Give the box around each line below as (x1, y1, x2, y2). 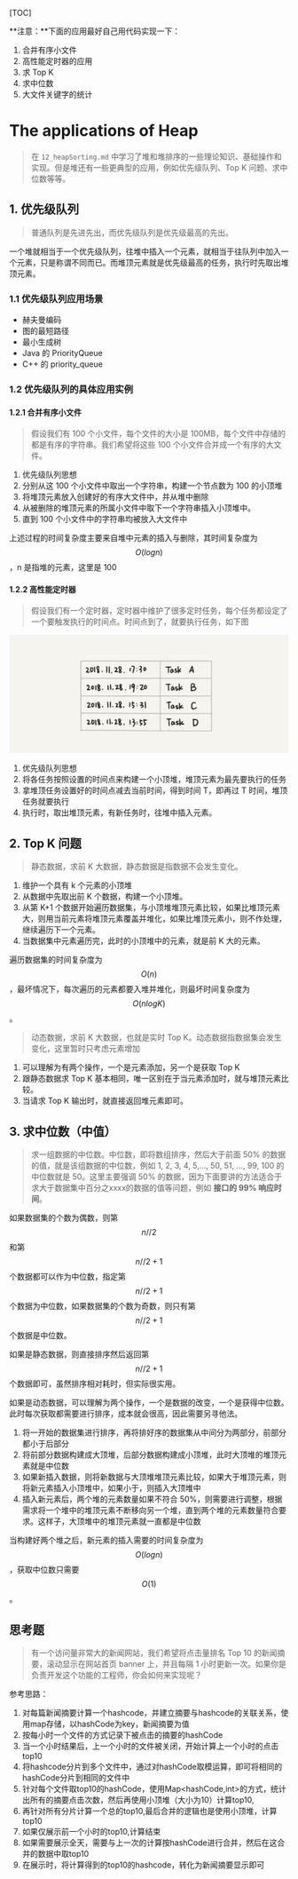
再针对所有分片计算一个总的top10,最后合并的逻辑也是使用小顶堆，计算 (21, 1805, 278, 1816)
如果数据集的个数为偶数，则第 (9, 1212, 118, 1224)
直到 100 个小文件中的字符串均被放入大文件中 (21, 514, 188, 525)
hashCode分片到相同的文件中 (21, 1772, 130, 1783)
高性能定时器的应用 (21, 56, 93, 66)
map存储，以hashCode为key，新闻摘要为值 (29, 1718, 190, 1729)
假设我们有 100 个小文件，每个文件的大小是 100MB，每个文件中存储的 (30, 428, 286, 439)
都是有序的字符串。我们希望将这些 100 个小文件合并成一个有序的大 (30, 440, 275, 450)
